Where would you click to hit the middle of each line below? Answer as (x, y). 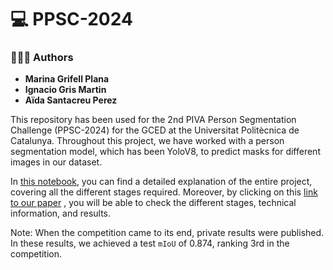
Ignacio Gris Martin (65, 90)
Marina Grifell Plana (67, 79)
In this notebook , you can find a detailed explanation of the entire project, (161, 182)
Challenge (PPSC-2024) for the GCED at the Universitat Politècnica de (155, 130)
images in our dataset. (56, 162)
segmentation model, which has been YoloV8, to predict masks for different (165, 152)
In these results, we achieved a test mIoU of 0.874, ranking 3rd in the (150, 243)
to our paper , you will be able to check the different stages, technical (153, 203)
